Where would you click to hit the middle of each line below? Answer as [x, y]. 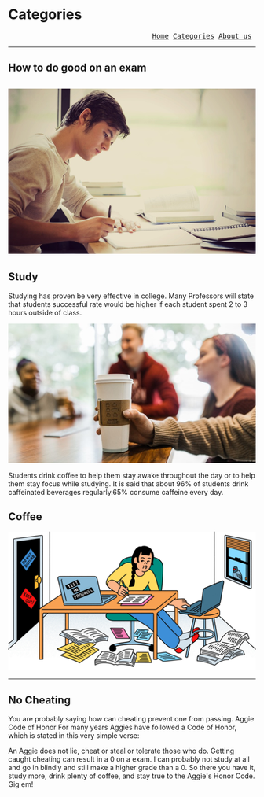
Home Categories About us [202, 36]
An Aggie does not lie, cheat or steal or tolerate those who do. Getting [121, 751]
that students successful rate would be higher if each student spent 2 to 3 [128, 304]
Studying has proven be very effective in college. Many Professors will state [131, 296]
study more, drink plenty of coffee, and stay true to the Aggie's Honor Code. [132, 776]
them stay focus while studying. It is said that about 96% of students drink [128, 484]
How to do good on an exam [77, 68]
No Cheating [40, 700]
